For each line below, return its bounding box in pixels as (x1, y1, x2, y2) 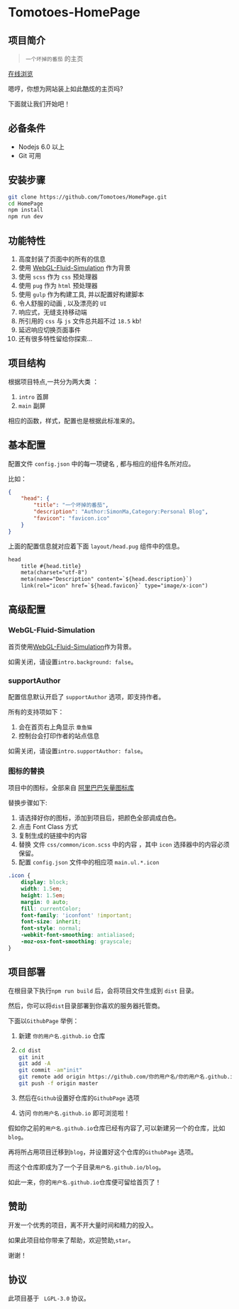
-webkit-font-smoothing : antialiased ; (21, 932, 135, 939)
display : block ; (21, 879, 70, 886)
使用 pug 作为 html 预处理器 (18, 281, 98, 289)
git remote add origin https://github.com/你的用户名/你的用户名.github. (18, 1074, 230, 1081)
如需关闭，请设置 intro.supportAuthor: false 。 (8, 747, 148, 755)
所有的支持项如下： (8, 708, 65, 716)
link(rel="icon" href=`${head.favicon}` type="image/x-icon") (21, 582, 209, 589)
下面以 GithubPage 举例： (8, 1016, 79, 1025)
